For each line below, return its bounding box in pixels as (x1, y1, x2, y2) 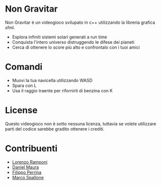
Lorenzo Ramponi (12, 159, 48, 165)
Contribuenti (5, 143, 57, 154)
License (5, 105, 38, 116)
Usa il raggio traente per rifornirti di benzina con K (12, 87, 113, 93)
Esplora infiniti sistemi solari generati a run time (12, 34, 107, 40)
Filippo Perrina (12, 169, 42, 175)
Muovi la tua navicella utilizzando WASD (12, 77, 93, 83)
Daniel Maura (12, 164, 39, 170)
